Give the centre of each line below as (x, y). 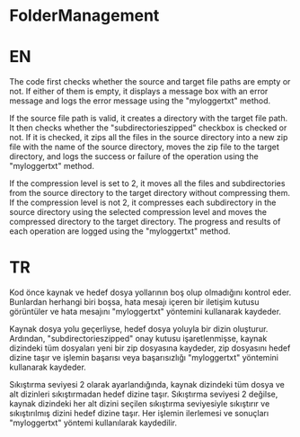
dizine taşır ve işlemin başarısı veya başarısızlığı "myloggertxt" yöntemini (144, 358)
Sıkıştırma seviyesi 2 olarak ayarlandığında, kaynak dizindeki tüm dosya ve (147, 385)
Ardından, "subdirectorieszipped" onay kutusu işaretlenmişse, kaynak (138, 339)
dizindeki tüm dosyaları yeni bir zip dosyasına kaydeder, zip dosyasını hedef (150, 348)
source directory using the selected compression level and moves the (138, 212)
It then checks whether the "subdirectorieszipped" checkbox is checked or (148, 128)
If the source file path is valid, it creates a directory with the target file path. (149, 119)
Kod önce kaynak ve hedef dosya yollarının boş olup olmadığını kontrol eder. (150, 292)
